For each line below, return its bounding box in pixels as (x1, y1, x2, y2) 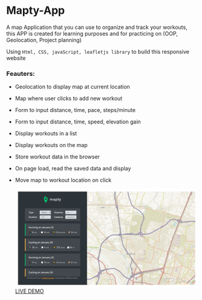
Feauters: (6, 69, 35, 78)
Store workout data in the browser (14, 153, 100, 160)
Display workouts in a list (14, 130, 77, 137)
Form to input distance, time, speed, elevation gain (14, 118, 141, 125)
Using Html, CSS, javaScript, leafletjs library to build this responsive (6, 48, 190, 55)
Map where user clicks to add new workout (14, 95, 122, 102)
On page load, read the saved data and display (14, 165, 131, 172)
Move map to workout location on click (14, 177, 112, 184)
